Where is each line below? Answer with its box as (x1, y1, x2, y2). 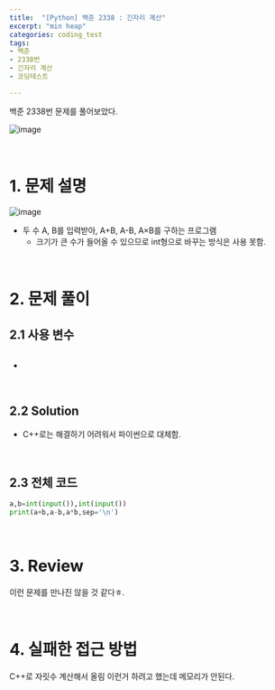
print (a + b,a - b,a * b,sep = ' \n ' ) (9, 508, 119, 517)
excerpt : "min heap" (9, 22, 87, 31)
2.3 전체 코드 (9, 475, 78, 490)
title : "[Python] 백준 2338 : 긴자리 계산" (9, 13, 167, 23)
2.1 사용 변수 (9, 327, 75, 343)
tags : (9, 38, 30, 48)
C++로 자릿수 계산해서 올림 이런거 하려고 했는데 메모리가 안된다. (9, 670, 235, 682)
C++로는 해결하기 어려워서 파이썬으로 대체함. (22, 428, 182, 439)
